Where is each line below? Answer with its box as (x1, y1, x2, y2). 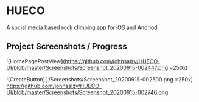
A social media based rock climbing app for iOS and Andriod (6, 24, 158, 31)
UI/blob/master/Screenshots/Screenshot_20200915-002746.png (6, 89, 169, 96)
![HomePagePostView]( (6, 57, 65, 64)
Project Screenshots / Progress (6, 41, 127, 52)
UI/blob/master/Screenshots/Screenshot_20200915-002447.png (6, 64, 169, 71)
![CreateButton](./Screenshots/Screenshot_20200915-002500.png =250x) (6, 75, 194, 83)
